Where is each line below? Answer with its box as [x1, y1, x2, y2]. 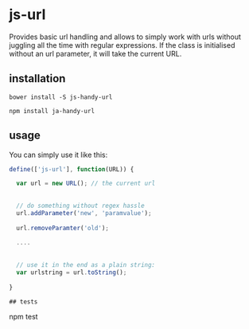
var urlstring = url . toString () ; [16, 268, 127, 276]
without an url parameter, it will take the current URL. [9, 49, 182, 58]
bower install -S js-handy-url [9, 93, 113, 101]
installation [9, 72, 66, 85]
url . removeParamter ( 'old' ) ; [16, 224, 110, 232]
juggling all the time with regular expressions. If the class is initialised [9, 40, 235, 49]
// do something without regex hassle [16, 202, 146, 210]
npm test [9, 312, 38, 322]
